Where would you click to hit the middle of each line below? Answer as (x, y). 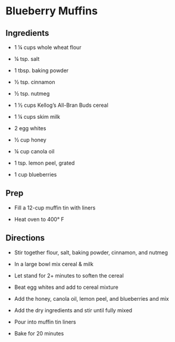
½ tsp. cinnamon (35, 82)
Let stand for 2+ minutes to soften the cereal (69, 275)
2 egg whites (30, 128)
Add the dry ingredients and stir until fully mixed (73, 310)
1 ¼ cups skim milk (37, 117)
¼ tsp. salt (27, 59)
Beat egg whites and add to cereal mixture (66, 287)
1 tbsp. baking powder (41, 70)
